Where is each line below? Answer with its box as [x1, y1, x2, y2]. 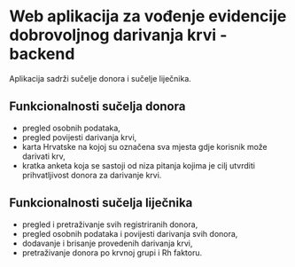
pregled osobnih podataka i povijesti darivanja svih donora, [21, 228, 238, 239]
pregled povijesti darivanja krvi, [21, 131, 137, 143]
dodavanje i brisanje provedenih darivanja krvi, [21, 238, 193, 248]
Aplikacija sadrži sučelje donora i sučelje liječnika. [9, 73, 192, 83]
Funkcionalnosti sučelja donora [9, 99, 186, 114]
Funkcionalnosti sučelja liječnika [9, 195, 193, 210]
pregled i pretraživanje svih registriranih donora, [21, 219, 198, 230]
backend [9, 44, 75, 64]
